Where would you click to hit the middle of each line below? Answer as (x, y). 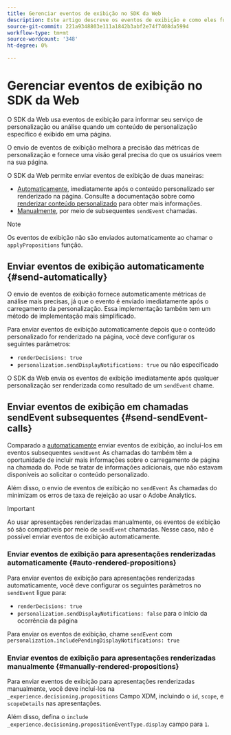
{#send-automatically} (57, 278)
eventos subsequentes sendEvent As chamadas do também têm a (100, 452)
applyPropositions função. (45, 245)
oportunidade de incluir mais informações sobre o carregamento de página (113, 460)
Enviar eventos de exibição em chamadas (98, 407)
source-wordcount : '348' (43, 39)
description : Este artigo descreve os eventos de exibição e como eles (112, 20)
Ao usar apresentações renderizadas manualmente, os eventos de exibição (114, 522)
